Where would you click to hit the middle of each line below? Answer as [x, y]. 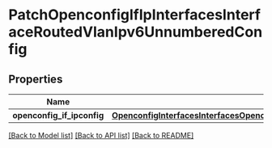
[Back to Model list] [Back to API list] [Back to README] [101, 135]
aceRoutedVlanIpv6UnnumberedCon [136, 32]
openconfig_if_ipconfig [58, 115]
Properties [36, 79]
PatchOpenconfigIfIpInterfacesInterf [135, 15]
